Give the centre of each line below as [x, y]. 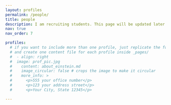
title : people [20, 19]
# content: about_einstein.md [45, 66]
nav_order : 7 [19, 33]
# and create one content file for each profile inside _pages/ [79, 52]
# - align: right [30, 57]
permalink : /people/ [27, 15]
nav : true [16, 29]
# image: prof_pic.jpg [35, 61]
